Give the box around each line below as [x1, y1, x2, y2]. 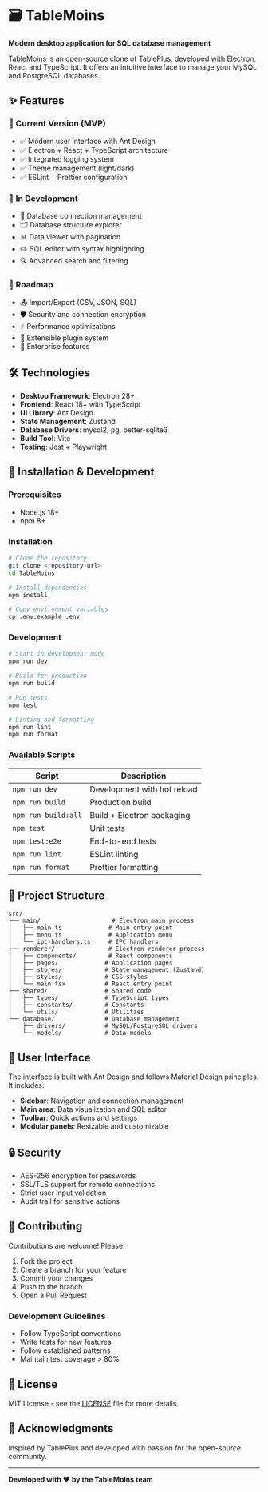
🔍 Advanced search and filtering [19, 255, 129, 265]
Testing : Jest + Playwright [19, 442, 108, 452]
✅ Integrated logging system [19, 154, 114, 164]
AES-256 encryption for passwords [19, 1171, 136, 1181]
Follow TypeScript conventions [19, 1329, 122, 1338]
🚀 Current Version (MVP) [8, 118, 106, 129]
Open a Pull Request [19, 1290, 88, 1300]
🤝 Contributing [8, 1220, 83, 1233]
